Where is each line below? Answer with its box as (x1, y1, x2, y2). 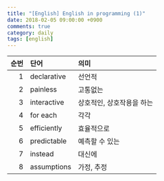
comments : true (7, 23, 51, 30)
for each (30, 111, 57, 120)
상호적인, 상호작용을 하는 (78, 98, 154, 107)
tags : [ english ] (7, 36, 54, 43)
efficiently (30, 123, 62, 133)
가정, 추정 (78, 162, 108, 172)
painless (30, 85, 57, 94)
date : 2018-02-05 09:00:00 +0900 (7, 17, 103, 23)
